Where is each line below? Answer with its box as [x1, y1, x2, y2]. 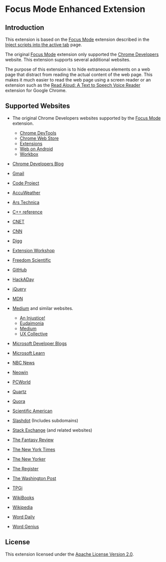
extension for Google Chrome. [5, 88, 67, 93]
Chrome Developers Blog [12, 161, 64, 167]
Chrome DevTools [19, 130, 56, 136]
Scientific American [12, 408, 53, 414]
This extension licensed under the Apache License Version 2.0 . [5, 551, 134, 557]
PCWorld [12, 379, 31, 385]
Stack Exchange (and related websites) [12, 427, 93, 433]
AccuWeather [12, 189, 41, 195]
